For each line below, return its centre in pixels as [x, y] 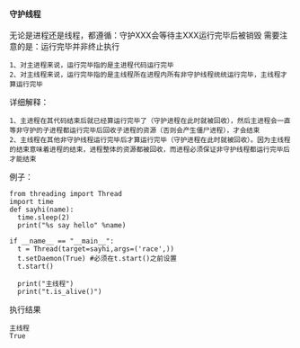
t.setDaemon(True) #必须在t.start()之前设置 [97, 259]
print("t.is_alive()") [60, 292]
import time [31, 202]
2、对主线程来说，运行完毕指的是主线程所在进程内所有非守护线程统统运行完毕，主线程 [145, 75]
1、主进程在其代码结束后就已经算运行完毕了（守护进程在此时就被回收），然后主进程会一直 [150, 121]
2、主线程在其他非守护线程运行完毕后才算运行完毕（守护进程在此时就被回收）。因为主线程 [150, 140]
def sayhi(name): [42, 210]
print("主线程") [46, 284]
